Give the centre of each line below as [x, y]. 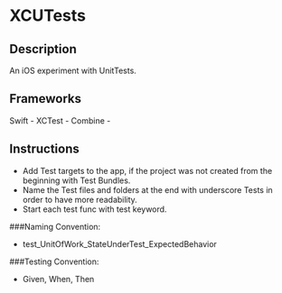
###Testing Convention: [54, 261]
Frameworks [46, 99]
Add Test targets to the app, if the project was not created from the [147, 170]
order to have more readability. [80, 199]
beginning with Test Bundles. [76, 180]
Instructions [44, 149]
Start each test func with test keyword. [94, 209]
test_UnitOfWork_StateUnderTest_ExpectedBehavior [119, 243]
